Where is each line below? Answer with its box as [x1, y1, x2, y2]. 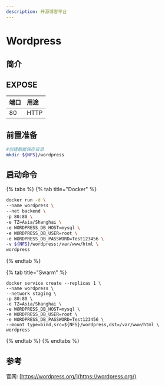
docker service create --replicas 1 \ [6, 281, 101, 287]
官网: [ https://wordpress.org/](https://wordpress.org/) [6, 372, 137, 379]
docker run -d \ [6, 197, 46, 203]
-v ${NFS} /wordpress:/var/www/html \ [6, 241, 99, 247]
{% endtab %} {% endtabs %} [6, 337, 80, 345]
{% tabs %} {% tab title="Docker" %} [6, 186, 97, 193]
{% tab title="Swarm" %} [6, 269, 67, 276]
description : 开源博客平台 [6, 8, 67, 15]
